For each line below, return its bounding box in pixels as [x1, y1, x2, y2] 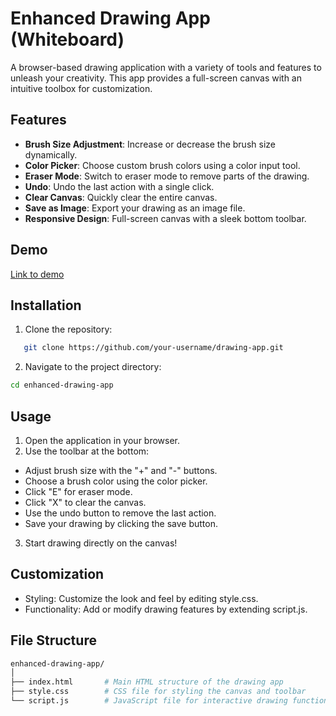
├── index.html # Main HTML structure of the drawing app [10, 677, 284, 687]
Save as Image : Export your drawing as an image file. [24, 202, 246, 214]
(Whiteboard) [10, 28, 125, 51]
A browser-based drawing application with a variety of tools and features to [10, 61, 322, 73]
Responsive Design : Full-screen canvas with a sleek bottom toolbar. [24, 212, 307, 224]
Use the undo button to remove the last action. [24, 507, 217, 519]
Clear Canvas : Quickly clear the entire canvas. [24, 191, 218, 203]
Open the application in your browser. [24, 434, 181, 446]
